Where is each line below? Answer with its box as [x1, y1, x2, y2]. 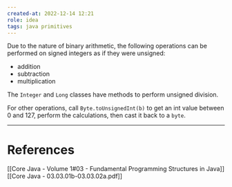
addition [17, 63, 41, 71]
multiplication [17, 77, 56, 86]
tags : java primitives [7, 23, 72, 30]
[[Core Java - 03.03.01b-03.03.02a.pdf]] [7, 172, 123, 180]
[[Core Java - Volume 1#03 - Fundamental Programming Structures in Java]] [7, 165, 225, 173]
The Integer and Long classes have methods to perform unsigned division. [7, 90, 219, 99]
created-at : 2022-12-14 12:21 [7, 10, 95, 17]
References [7, 142, 75, 157]
